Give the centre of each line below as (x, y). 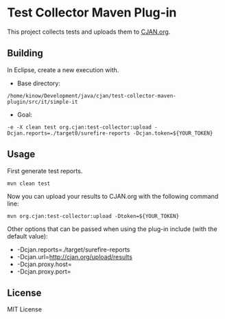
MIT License (25, 309)
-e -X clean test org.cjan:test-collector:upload (80, 127)
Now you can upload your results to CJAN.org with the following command (113, 196)
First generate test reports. (45, 170)
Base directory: (38, 83)
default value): (27, 236)
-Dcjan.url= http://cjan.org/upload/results (74, 256)
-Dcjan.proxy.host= (44, 264)
